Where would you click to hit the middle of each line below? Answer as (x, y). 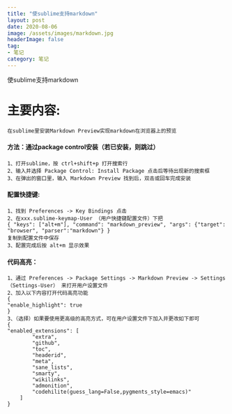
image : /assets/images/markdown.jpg (60, 33)
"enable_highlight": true (45, 305)
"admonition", (53, 386)
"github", (46, 343)
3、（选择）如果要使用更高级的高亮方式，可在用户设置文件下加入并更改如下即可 (103, 319)
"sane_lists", (53, 368)
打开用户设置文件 (87, 286)
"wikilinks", (51, 380)
